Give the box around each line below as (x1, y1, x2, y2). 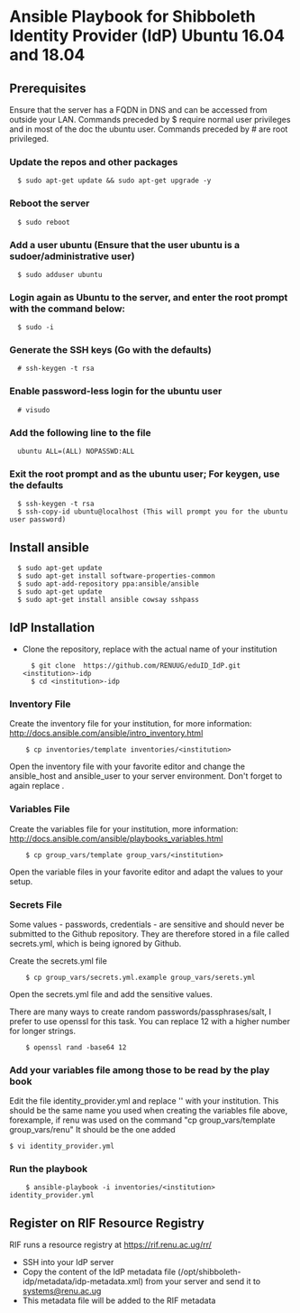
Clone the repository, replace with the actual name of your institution (22, 643, 277, 654)
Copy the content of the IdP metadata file (22, 1266, 177, 1278)
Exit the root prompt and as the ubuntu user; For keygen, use (9, 467, 280, 480)
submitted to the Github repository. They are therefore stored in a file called (9, 928, 290, 939)
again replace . (9, 781, 65, 791)
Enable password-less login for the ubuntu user (9, 385, 223, 398)
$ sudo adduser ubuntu (17, 270, 103, 279)
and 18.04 (9, 45, 86, 65)
